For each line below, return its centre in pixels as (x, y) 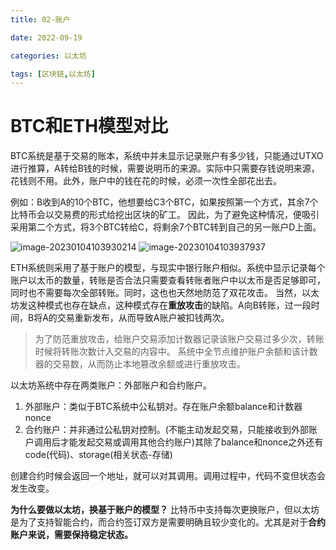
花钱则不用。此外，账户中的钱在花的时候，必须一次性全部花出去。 (146, 181)
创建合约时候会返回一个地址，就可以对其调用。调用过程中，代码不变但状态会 (168, 476)
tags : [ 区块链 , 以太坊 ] (53, 74)
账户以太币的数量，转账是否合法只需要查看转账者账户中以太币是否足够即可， (168, 280)
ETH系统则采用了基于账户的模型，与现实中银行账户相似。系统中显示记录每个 (168, 268)
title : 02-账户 (40, 19)
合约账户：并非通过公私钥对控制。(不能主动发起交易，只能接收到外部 (166, 430)
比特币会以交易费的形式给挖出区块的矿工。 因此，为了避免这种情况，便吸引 (165, 215)
